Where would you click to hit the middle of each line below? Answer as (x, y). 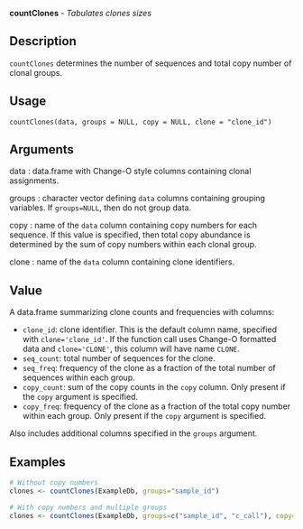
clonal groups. (36, 72)
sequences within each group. (78, 377)
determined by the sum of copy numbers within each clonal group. (133, 245)
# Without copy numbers (54, 483)
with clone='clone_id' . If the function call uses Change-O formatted (149, 339)
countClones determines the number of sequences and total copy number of (151, 63)
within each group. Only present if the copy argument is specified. (144, 416)
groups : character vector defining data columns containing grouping (138, 199)
